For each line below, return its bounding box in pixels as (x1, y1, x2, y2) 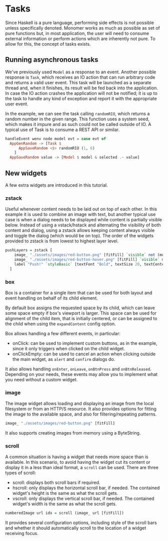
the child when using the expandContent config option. (5, 321, 116, 327)
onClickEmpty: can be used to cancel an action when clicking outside (12, 351, 156, 357)
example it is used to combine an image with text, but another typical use (5, 211, 156, 217)
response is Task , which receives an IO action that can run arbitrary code (5, 74, 155, 80)
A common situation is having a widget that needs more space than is (5, 454, 148, 460)
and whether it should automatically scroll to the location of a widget (5, 525, 146, 531)
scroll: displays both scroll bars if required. (12, 480, 100, 486)
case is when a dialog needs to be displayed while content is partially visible (5, 217, 162, 223)
